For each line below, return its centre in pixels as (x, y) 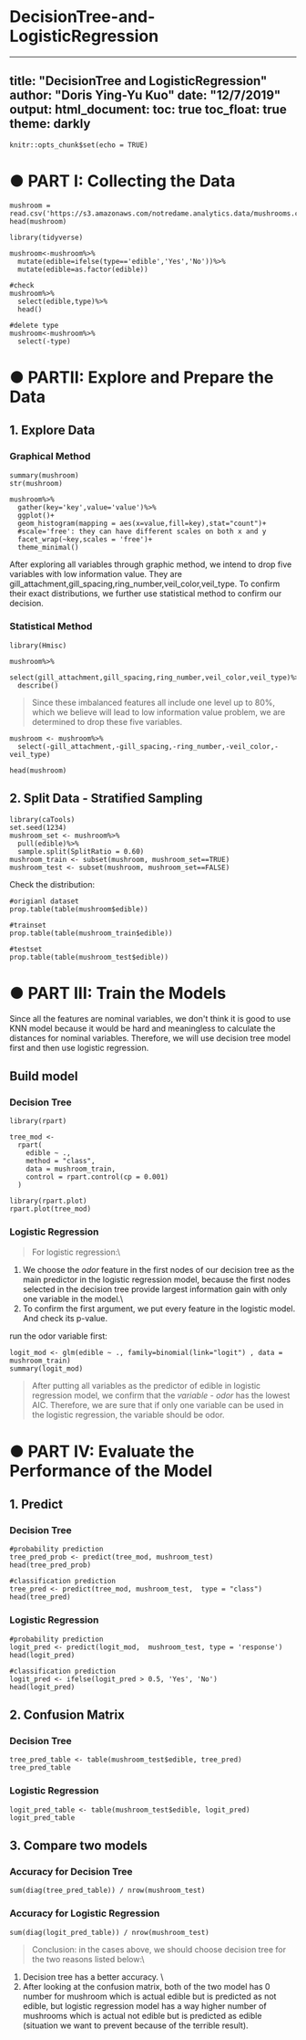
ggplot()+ (36, 515)
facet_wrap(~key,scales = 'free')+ (85, 539)
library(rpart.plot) (49, 1201)
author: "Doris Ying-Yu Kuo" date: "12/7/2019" (145, 95)
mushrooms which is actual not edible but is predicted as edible (142, 2015)
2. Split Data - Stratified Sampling (106, 799)
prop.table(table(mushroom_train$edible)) (91, 933)
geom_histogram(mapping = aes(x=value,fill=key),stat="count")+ (142, 523)
